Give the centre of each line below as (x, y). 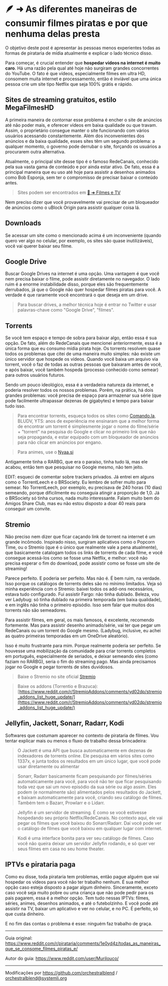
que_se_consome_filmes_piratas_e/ (41, 948)
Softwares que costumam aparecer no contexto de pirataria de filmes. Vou (82, 735)
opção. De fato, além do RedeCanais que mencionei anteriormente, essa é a (83, 343)
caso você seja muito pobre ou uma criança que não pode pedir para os (79, 892)
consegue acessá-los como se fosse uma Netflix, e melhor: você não (76, 558)
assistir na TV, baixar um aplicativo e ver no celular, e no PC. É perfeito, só (82, 908)
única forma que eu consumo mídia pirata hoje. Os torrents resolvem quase (83, 349)
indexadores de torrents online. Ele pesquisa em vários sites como (86, 756)
